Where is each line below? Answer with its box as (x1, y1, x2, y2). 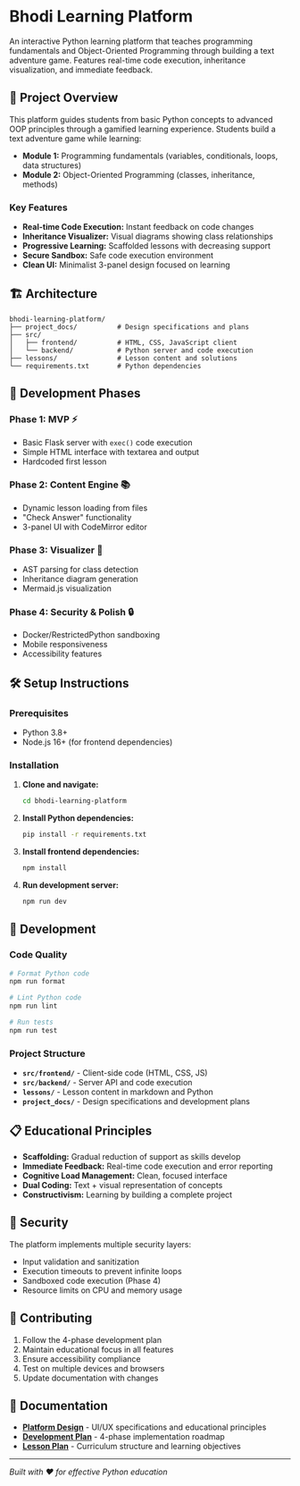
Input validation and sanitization (21, 1256, 140, 1267)
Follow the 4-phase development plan (21, 1334, 162, 1345)
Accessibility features (21, 648, 103, 659)
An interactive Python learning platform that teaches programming (9, 36, 253, 46)
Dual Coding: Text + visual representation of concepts (21, 1179, 223, 1190)
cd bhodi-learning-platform (21, 797, 127, 806)
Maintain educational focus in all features (21, 1344, 174, 1355)
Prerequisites (9, 706, 69, 719)
